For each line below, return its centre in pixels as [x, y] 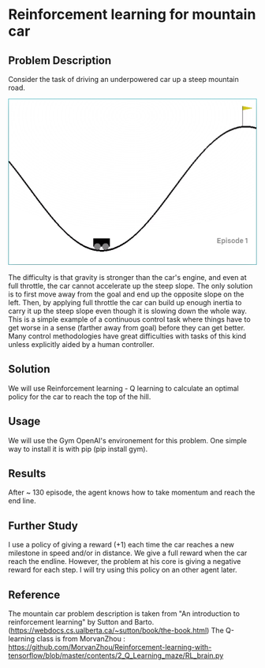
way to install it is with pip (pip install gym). [78, 449]
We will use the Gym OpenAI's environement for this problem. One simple [127, 440]
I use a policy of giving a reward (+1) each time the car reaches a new [121, 545]
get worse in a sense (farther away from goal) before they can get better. [127, 327]
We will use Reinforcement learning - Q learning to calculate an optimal [123, 388]
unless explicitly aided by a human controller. [82, 344]
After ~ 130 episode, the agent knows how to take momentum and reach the [132, 493]
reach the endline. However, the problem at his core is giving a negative [125, 562]
